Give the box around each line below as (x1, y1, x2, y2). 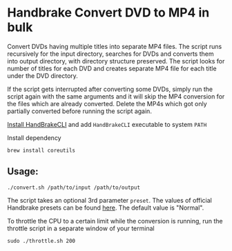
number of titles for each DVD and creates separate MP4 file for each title (7, 64, 217, 72)
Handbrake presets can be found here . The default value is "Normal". (7, 203, 204, 212)
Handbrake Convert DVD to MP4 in (7, 5, 210, 21)
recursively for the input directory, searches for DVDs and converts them (7, 50, 214, 58)
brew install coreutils (7, 147, 76, 154)
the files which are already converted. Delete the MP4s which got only (7, 99, 207, 108)
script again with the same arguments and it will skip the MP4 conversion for (7, 92, 225, 101)
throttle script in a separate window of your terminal (7, 224, 155, 232)
